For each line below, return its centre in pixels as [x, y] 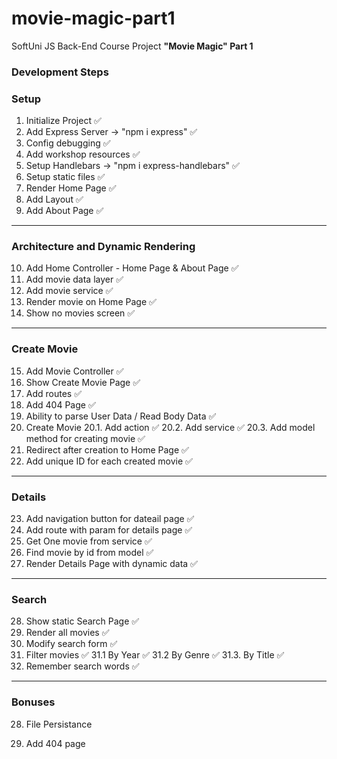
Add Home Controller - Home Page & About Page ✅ [132, 268]
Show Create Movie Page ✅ [83, 382]
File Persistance [59, 724]
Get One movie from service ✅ [89, 541]
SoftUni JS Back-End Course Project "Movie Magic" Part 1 [132, 46]
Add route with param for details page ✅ [109, 530]
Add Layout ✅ [54, 199]
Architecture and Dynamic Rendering [103, 247]
